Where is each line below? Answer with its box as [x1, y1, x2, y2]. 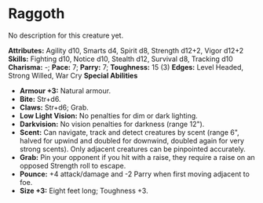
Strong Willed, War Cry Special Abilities [8, 71, 138, 80]
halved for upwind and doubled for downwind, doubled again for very [19, 136, 245, 145]
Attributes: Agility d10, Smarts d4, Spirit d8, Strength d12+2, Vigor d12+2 [8, 45, 244, 55]
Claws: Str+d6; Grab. [19, 103, 89, 112]
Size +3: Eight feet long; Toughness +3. [19, 186, 148, 195]
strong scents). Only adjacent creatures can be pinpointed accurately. [19, 144, 246, 154]
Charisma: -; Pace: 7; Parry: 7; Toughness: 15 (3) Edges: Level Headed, [8, 62, 243, 71]
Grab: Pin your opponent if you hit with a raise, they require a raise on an [19, 152, 255, 161]
